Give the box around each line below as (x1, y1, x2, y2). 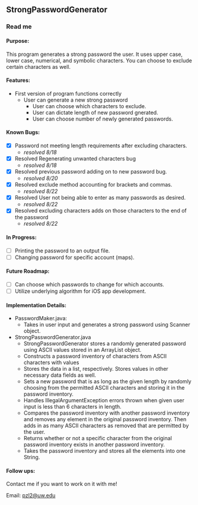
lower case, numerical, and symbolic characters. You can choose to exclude (6, 56, 193, 64)
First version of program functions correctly (14, 90, 122, 97)
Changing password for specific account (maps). (14, 254, 135, 261)
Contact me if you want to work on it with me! (6, 481, 117, 488)
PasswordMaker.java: (14, 315, 67, 322)
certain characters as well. (6, 63, 71, 70)
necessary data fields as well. (23, 371, 97, 379)
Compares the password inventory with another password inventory (23, 409, 190, 416)
